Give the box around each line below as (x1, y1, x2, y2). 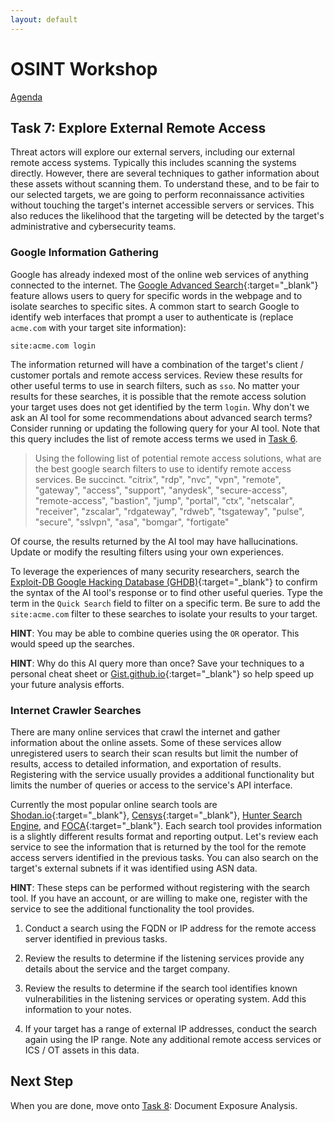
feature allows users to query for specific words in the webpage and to (10, 289, 303, 301)
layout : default (10, 14, 78, 25)
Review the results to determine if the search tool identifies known (24, 982, 298, 994)
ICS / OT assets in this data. (24, 1044, 140, 1056)
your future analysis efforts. (10, 678, 125, 690)
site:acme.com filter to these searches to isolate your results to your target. (10, 607, 318, 620)
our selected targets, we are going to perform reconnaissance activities (10, 189, 305, 201)
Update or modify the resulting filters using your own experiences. (10, 546, 284, 558)
